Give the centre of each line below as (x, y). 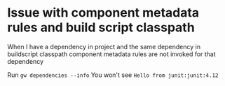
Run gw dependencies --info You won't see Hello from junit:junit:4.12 (113, 75)
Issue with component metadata (103, 13)
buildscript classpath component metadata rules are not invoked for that (111, 54)
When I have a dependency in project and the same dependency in (104, 46)
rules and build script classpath (101, 27)
